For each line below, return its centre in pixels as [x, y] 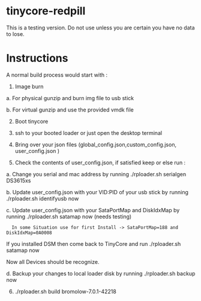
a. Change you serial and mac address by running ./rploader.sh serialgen [96, 174]
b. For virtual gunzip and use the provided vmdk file [70, 110]
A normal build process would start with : [57, 75]
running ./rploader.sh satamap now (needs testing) [69, 216]
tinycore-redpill [46, 11]
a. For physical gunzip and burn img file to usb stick [70, 98]
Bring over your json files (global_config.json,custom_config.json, [96, 145]
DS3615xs [19, 180]
